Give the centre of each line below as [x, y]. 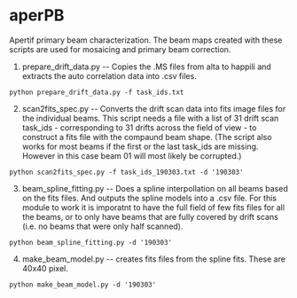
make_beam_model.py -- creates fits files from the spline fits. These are [154, 259]
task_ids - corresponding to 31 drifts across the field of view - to [139, 127]
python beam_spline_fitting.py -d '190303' [91, 242]
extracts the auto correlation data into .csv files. [109, 75]
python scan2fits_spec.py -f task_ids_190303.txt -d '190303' [126, 172]
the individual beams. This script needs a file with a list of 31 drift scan [150, 118]
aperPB [37, 16]
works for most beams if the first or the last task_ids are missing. [140, 146]
